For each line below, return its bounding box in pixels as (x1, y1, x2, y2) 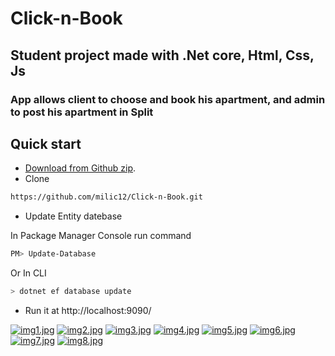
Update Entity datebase (24, 210, 123, 222)
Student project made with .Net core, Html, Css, (10, 47, 315, 64)
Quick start (10, 135, 82, 152)
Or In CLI (10, 267, 47, 279)
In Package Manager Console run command (10, 230, 192, 242)
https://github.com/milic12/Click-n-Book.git (10, 192, 203, 202)
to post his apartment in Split (10, 105, 154, 119)
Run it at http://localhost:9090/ (24, 304, 152, 316)
